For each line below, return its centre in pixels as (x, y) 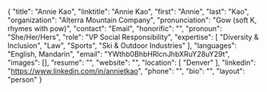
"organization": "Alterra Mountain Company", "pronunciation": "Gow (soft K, (132, 20)
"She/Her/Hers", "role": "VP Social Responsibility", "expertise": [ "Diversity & (133, 37)
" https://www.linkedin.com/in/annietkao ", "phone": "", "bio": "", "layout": (126, 71)
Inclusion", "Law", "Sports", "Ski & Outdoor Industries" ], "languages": (122, 46)
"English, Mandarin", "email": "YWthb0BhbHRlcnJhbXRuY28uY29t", (119, 54)
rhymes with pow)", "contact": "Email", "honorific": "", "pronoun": (115, 28)
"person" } (25, 80)
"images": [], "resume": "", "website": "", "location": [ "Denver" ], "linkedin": (132, 62)
